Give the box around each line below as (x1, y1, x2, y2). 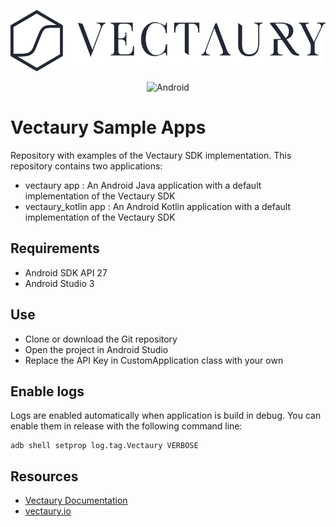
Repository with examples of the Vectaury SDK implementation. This (10, 149, 292, 161)
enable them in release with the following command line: (10, 420, 243, 432)
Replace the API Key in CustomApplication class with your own (24, 354, 284, 366)
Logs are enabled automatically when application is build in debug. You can (10, 410, 322, 422)
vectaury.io (24, 505, 72, 517)
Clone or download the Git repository (24, 333, 178, 345)
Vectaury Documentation (24, 495, 128, 507)
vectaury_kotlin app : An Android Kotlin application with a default (24, 200, 292, 212)
